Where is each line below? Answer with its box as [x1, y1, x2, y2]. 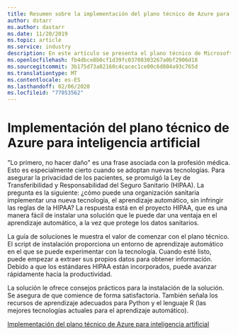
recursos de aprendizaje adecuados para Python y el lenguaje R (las [7, 299, 207, 307]
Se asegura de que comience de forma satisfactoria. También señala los [7, 291, 218, 300]
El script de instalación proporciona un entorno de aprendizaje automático [7, 240, 224, 249]
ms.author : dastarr [7, 23, 65, 30]
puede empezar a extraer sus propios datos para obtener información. [7, 255, 212, 263]
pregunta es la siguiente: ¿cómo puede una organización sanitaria [7, 188, 200, 197]
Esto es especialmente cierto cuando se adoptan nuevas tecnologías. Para [7, 166, 225, 174]
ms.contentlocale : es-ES [7, 76, 81, 84]
